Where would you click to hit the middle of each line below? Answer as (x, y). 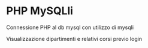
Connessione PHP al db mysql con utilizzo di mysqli (70, 27)
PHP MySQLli (40, 11)
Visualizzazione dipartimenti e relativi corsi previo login (74, 39)
